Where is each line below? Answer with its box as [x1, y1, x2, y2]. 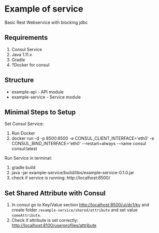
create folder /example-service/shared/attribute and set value [11, 207, 138, 213]
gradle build [11, 165, 36, 170]
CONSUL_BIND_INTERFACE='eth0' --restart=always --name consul [11, 141, 146, 147]
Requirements [4, 33, 48, 42]
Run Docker [11, 130, 35, 136]
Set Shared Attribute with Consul [4, 189, 106, 197]
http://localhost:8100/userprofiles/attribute [11, 222, 97, 229]
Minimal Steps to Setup [4, 108, 76, 116]
